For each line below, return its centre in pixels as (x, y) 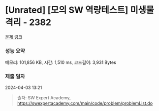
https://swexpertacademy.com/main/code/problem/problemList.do (85, 103)
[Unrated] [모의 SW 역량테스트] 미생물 (79, 10)
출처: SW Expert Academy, (44, 97)
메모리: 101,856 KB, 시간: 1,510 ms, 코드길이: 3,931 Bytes (61, 62)
